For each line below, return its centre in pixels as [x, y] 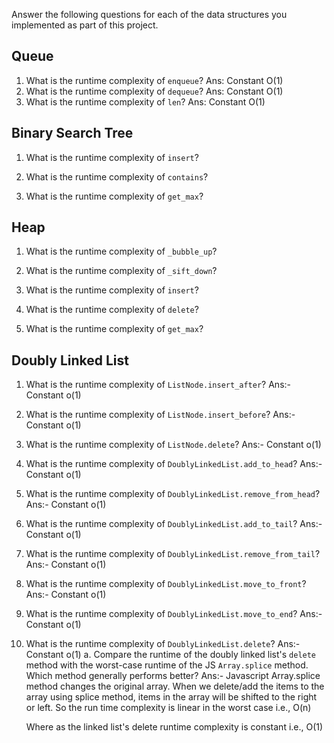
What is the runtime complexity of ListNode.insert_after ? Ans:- [158, 385]
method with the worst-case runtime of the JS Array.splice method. [167, 665]
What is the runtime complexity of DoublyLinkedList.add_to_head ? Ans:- [174, 464]
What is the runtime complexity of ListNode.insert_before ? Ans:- [160, 415]
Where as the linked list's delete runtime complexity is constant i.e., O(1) [174, 727]
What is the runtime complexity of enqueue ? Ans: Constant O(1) [154, 80]
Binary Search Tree [72, 133]
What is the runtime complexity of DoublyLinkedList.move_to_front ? [166, 584]
